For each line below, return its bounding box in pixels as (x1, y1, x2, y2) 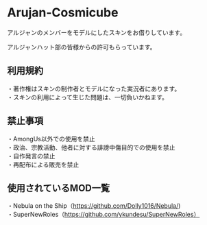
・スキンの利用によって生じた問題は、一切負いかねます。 (7, 93, 169, 101)
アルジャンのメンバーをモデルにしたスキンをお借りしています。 (7, 28, 186, 36)
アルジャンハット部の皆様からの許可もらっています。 (7, 43, 156, 51)
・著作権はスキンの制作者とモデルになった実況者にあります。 (7, 84, 181, 93)
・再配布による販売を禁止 (7, 160, 80, 169)
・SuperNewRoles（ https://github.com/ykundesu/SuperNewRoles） (7, 211, 200, 219)
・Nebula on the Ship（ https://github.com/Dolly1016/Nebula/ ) (7, 202, 181, 210)
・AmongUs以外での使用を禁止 (7, 134, 95, 143)
